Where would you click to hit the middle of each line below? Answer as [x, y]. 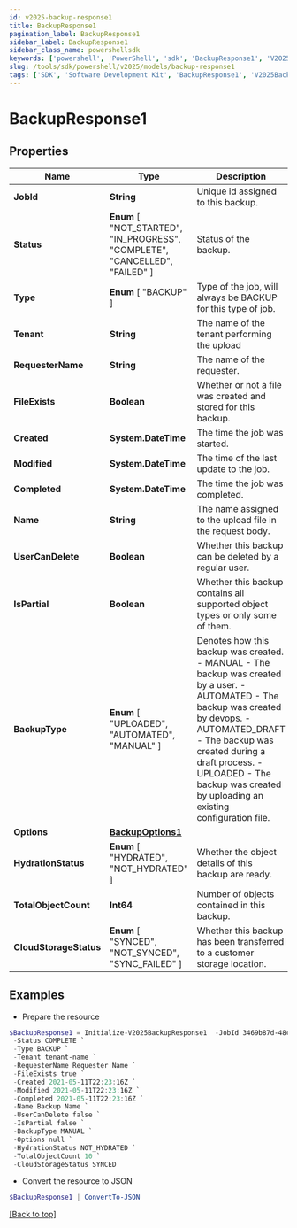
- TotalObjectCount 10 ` [57, 1156]
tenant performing [234, 334]
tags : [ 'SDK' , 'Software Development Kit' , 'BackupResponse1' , [128, 75]
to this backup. [228, 202]
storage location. [232, 963]
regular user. [223, 568]
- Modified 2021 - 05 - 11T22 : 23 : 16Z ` [76, 1090]
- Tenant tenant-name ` [55, 1058]
